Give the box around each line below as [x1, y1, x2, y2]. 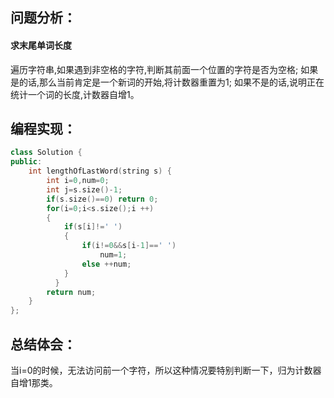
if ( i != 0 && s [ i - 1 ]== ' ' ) [81, 241, 177, 251]
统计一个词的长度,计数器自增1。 [10, 88, 140, 100]
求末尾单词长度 [10, 39, 72, 51]
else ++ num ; [81, 259, 132, 269]
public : [10, 157, 43, 167]
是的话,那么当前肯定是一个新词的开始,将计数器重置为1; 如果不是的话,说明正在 [10, 76, 325, 88]
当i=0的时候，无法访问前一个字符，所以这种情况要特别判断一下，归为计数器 [10, 364, 322, 376]
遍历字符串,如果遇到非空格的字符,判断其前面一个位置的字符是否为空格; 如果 [10, 63, 319, 75]
